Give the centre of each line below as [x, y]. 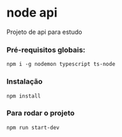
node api [32, 13]
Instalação [25, 82]
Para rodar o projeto [41, 113]
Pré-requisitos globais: [46, 50]
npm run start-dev [33, 127]
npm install [24, 96]
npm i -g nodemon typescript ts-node [61, 64]
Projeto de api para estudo [44, 32]
